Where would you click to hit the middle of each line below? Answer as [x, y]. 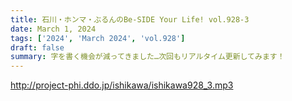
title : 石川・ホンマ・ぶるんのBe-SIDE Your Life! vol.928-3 [130, 19]
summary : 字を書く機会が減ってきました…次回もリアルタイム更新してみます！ [147, 57]
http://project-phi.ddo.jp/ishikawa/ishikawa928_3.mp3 [122, 85]
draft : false [37, 47]
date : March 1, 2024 [53, 29]
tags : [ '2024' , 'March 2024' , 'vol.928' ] [98, 38]
